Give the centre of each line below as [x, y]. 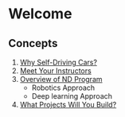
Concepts [33, 43]
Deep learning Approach [72, 96]
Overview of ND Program [61, 79]
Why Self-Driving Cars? [59, 62]
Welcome [40, 14]
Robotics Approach [63, 88]
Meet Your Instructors [55, 71]
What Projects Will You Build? [68, 105]
